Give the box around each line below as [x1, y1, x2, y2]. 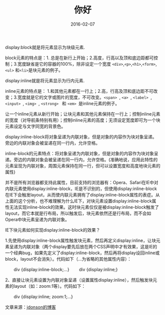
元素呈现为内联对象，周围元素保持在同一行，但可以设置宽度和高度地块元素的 [5, 162, 161, 168]
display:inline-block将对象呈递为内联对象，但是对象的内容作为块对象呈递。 [5, 134, 157, 140]
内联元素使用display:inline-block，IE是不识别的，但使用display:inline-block [5, 186, 157, 192]
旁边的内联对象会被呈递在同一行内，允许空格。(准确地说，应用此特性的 [13, 157, 158, 162]
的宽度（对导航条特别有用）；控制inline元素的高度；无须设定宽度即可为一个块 [5, 117, 161, 123]
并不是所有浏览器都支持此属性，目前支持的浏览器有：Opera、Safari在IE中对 [5, 179, 159, 185]
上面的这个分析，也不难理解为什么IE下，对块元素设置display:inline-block [5, 198, 152, 204]
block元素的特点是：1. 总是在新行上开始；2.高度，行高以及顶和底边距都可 [5, 55, 154, 61]
